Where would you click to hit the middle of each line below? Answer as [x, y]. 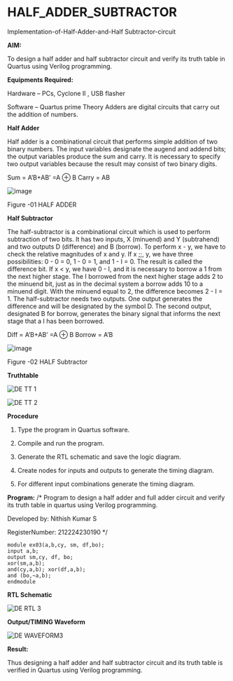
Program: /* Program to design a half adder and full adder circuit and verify [116, 497]
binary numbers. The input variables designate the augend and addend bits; [116, 149]
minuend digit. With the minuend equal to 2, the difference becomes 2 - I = [115, 291]
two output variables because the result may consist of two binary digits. [112, 164]
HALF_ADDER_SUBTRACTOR [92, 12]
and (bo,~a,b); [29, 575]
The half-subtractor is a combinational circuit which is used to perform [109, 231]
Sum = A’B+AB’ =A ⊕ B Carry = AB [59, 177]
